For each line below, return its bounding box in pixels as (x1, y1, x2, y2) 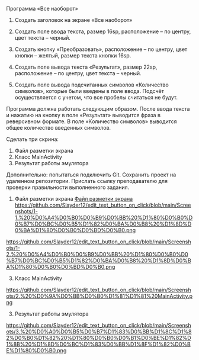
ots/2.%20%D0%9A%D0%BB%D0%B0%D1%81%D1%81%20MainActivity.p (6, 292, 193, 300)
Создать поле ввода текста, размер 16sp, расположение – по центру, (14, 28, 191, 35)
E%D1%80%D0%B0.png (6, 347, 67, 354)
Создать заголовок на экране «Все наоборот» (14, 17, 133, 23)
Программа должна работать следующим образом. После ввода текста (6, 105, 190, 112)
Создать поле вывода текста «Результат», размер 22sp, (14, 63, 158, 70)
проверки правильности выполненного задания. (6, 184, 129, 191)
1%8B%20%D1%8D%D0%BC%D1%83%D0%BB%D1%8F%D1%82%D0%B (6, 340, 191, 348)
